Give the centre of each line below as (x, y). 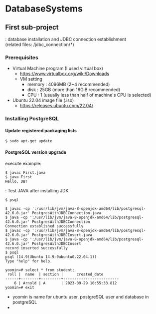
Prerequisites (22, 57)
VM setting (31, 79)
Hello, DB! (16, 181)
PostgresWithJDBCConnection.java (66, 213)
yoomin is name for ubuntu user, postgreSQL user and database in (80, 296)
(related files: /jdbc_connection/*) (40, 45)
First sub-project (32, 27)
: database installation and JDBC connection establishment (66, 39)
